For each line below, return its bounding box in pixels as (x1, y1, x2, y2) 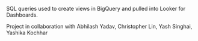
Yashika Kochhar (6, 29, 48, 36)
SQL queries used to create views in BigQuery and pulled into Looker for (6, 5, 186, 12)
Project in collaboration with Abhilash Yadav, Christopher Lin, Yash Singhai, (6, 23, 193, 30)
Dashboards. (6, 11, 38, 18)
